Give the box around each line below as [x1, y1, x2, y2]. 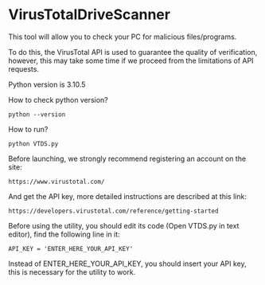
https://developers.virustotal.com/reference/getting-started [8, 207, 219, 215]
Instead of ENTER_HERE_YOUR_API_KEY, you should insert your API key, [8, 259, 247, 268]
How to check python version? [8, 95, 109, 104]
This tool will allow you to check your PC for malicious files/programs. [8, 32, 237, 41]
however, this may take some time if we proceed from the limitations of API [8, 56, 254, 65]
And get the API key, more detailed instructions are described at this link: [8, 191, 247, 201]
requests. [8, 64, 40, 73]
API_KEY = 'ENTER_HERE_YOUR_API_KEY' [8, 244, 134, 252]
